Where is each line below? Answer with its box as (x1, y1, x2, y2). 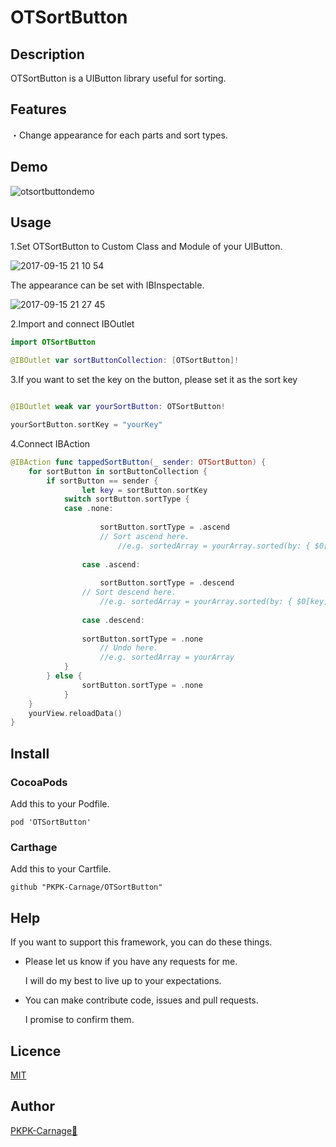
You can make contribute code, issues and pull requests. (24, 994, 259, 1006)
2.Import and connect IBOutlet (10, 318, 135, 330)
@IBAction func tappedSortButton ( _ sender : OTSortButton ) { (10, 457, 267, 467)
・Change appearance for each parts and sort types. (10, 129, 228, 141)
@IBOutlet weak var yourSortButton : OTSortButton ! (10, 402, 226, 412)
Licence (10, 1042, 62, 1060)
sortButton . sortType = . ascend (99, 522, 230, 533)
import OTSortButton (10, 337, 97, 348)
